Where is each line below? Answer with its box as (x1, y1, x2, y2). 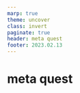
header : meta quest (7, 36, 63, 42)
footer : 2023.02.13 (7, 42, 63, 49)
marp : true (7, 10, 38, 17)
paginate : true (7, 29, 51, 36)
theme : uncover (7, 16, 51, 23)
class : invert (7, 23, 48, 29)
